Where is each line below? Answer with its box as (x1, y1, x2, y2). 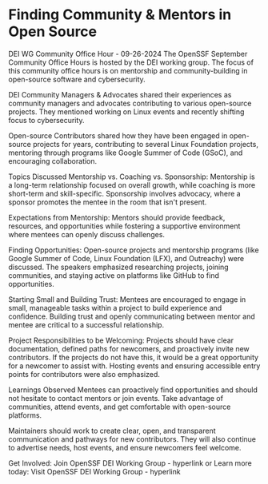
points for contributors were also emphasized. (8, 369, 160, 379)
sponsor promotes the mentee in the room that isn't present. (8, 197, 207, 207)
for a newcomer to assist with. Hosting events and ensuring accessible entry (8, 361, 261, 371)
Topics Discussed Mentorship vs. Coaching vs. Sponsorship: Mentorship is (8, 172, 255, 181)
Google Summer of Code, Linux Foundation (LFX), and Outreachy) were (8, 253, 245, 263)
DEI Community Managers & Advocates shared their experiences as (8, 89, 232, 99)
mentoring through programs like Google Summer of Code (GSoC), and (8, 148, 243, 157)
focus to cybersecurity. (8, 115, 85, 125)
